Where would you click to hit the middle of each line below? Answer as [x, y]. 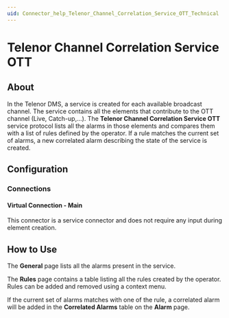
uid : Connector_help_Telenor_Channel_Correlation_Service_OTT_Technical [113, 13]
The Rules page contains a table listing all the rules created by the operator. [114, 279]
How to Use [32, 249]
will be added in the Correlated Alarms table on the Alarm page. [98, 307]
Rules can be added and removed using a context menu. [87, 286]
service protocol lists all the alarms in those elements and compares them [111, 126]
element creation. [32, 228]
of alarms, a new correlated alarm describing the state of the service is [107, 140]
